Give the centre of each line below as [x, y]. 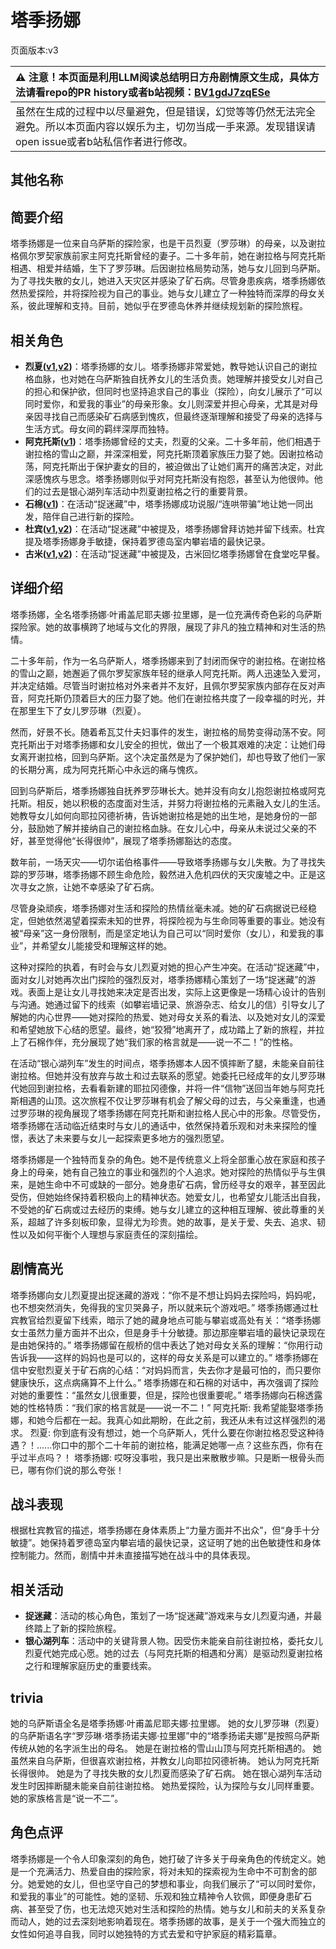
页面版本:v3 [34, 50]
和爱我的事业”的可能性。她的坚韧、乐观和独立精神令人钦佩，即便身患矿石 [161, 1896]
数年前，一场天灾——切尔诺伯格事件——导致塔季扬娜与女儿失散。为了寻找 [163, 862]
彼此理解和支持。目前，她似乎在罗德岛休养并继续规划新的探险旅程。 [167, 306]
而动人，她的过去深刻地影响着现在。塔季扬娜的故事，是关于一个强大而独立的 [168, 1921]
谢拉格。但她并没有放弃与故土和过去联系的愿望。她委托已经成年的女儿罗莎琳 [168, 1075]
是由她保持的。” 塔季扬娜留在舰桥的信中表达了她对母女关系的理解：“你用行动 [166, 1345]
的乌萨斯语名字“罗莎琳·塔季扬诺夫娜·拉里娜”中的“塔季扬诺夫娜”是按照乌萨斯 [165, 1736]
